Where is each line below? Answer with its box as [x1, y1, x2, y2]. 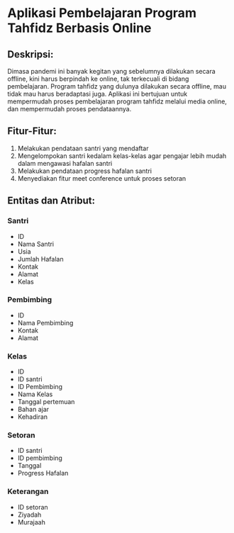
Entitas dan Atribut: [7, 195, 96, 207]
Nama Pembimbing [17, 318, 74, 327]
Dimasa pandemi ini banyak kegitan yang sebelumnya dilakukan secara [7, 67, 216, 75]
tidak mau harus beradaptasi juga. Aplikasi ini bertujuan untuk [7, 90, 188, 98]
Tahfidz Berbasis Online [7, 20, 152, 36]
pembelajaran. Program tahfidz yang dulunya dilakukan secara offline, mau [7, 82, 227, 90]
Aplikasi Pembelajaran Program [7, 5, 197, 21]
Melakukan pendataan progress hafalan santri [17, 167, 152, 175]
